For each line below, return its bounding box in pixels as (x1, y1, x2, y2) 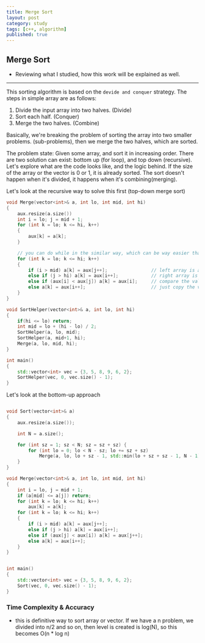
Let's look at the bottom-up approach (6, 391, 101, 399)
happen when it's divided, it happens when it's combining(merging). (6, 175, 178, 183)
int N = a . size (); (17, 430, 64, 437)
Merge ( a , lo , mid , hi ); (17, 340, 78, 347)
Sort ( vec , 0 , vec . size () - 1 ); (17, 582, 97, 589)
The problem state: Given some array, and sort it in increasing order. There (6, 149, 194, 156)
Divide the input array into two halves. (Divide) (15, 106, 132, 114)
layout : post (6, 15, 40, 21)
